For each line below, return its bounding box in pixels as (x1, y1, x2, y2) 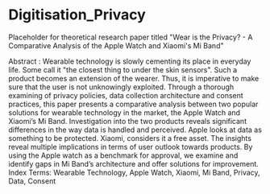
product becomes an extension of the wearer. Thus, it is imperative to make (8, 73, 260, 83)
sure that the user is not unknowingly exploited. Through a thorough (8, 82, 235, 92)
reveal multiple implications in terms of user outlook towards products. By (8, 142, 253, 151)
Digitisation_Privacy (8, 6, 147, 24)
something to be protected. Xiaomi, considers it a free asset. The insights (8, 133, 252, 142)
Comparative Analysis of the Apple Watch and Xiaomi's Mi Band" (8, 40, 224, 50)
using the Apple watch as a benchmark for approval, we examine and (8, 151, 239, 160)
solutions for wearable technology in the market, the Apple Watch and (8, 107, 240, 118)
